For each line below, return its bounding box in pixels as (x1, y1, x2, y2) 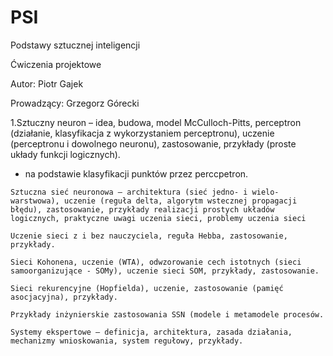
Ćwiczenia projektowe (10, 58, 102, 70)
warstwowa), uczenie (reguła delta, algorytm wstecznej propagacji (10, 196, 298, 206)
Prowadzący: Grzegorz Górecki (10, 97, 140, 109)
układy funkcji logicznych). (10, 148, 121, 160)
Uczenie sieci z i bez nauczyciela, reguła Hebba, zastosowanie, (10, 231, 288, 241)
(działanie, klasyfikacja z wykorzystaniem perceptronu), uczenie (10, 127, 275, 139)
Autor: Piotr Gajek (10, 77, 84, 90)
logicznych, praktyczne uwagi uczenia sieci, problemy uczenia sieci (10, 213, 307, 223)
